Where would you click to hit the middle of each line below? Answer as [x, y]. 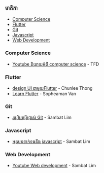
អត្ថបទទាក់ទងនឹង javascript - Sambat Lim [51, 141]
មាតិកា [12, 8]
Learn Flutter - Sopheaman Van [44, 94]
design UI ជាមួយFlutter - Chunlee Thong [52, 88]
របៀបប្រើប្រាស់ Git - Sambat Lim [42, 117]
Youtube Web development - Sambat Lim [54, 165]
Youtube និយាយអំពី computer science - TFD [56, 64]
